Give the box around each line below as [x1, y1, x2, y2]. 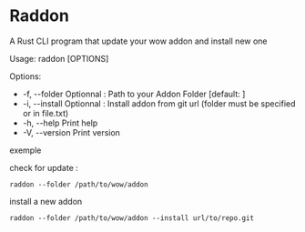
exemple [9, 145, 42, 156]
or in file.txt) [22, 107, 69, 118]
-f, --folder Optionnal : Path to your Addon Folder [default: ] [22, 88, 246, 99]
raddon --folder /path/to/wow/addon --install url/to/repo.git [9, 213, 255, 223]
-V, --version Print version [22, 126, 121, 137]
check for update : [9, 162, 79, 173]
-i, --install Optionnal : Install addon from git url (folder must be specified [22, 97, 296, 109]
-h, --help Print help [22, 117, 98, 128]
